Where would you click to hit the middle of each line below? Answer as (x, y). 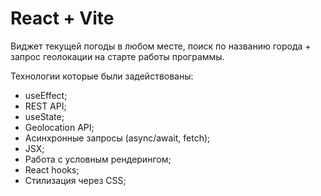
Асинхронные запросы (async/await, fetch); (117, 138)
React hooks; (52, 169)
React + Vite (62, 18)
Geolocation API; (59, 127)
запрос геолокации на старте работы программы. (117, 56)
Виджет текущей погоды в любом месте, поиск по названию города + (161, 46)
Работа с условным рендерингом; (98, 159)
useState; (44, 116)
